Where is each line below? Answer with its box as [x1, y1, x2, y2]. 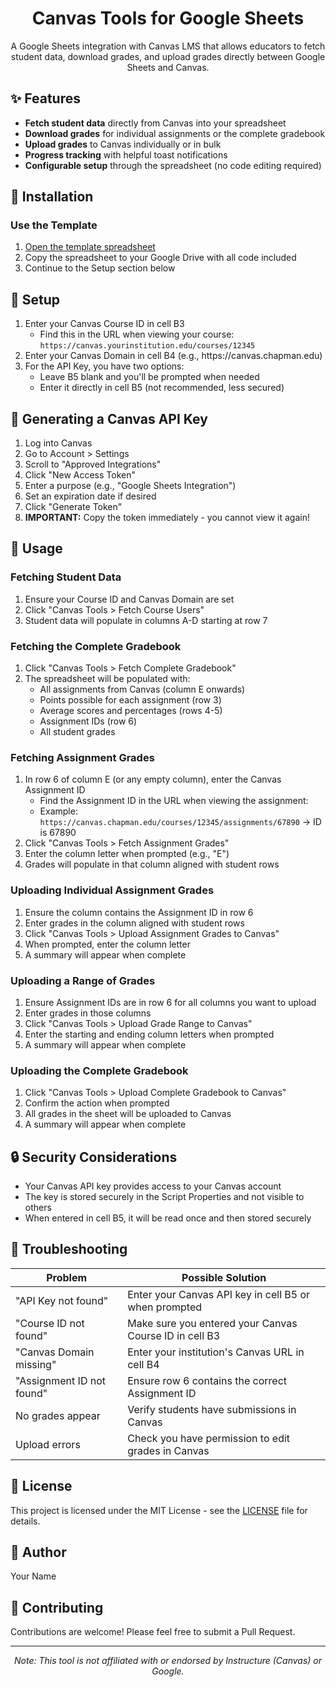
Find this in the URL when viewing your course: [39, 328, 235, 341]
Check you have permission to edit [127, 1431, 291, 1445]
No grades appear [15, 1408, 101, 1422]
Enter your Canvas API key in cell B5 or [127, 1287, 311, 1301]
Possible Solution [181, 1270, 267, 1284]
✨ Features [10, 90, 81, 107]
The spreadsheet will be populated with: [24, 673, 191, 685]
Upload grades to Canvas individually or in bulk [24, 138, 222, 150]
